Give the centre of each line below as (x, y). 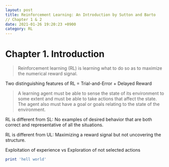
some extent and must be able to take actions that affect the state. (87, 99)
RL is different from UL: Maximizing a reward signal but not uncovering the (83, 135)
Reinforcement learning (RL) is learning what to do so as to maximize (90, 68)
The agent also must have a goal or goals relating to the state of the (89, 104)
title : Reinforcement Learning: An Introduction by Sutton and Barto (81, 15)
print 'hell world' (26, 159)
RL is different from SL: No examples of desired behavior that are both (79, 120)
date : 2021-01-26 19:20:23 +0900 (41, 24)
